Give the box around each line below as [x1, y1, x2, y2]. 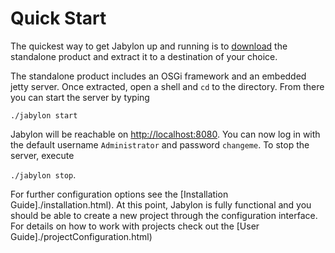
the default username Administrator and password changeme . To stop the [10, 138, 310, 151]
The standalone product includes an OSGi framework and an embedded [10, 70, 307, 82]
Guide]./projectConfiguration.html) [10, 230, 153, 242]
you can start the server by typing [10, 91, 150, 103]
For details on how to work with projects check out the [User [10, 220, 260, 232]
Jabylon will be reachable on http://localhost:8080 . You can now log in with [10, 128, 321, 140]
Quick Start [10, 7, 107, 30]
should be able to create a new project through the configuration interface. [10, 209, 318, 221]
